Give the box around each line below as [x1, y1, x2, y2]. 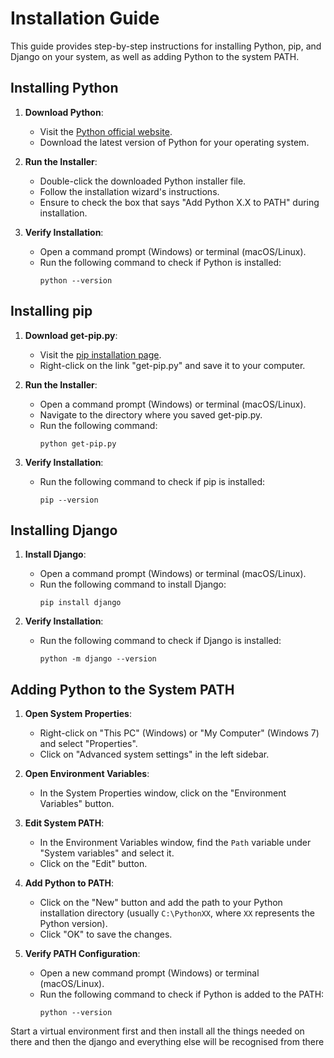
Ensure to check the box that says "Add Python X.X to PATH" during [39, 196, 320, 208]
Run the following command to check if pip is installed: [39, 475, 265, 487]
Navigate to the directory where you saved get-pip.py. [39, 408, 263, 421]
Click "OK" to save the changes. [39, 928, 173, 941]
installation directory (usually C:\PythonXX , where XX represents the [39, 907, 315, 919]
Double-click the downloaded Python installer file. [39, 175, 247, 187]
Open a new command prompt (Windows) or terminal [39, 967, 260, 979]
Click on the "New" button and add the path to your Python [39, 897, 283, 909]
